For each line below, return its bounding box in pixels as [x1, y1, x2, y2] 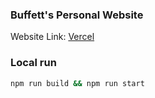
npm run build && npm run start [10, 78, 145, 88]
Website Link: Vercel [10, 31, 95, 43]
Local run [10, 56, 57, 70]
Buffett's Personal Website [10, 8, 144, 22]
